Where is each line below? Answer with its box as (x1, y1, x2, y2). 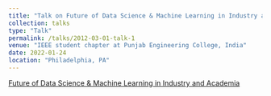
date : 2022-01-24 (8, 49, 67, 57)
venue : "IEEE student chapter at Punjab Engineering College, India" (8, 42, 248, 50)
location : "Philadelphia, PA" (8, 57, 110, 65)
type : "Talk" (8, 26, 52, 34)
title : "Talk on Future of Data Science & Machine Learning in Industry (8, 11, 258, 20)
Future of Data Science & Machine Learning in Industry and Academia (8, 78, 240, 88)
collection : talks (8, 19, 70, 27)
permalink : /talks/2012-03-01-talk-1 (8, 34, 135, 42)
